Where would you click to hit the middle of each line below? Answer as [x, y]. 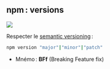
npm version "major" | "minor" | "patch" [55, 47]
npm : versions [35, 10]
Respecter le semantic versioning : [50, 36]
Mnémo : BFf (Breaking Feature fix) [60, 59]
